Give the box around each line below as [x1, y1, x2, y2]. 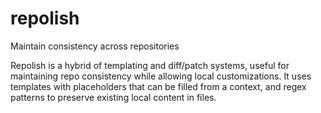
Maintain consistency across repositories [10, 40, 180, 52]
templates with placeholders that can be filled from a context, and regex [10, 80, 307, 92]
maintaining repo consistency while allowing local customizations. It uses [10, 70, 312, 82]
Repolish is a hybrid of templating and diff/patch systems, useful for [10, 59, 290, 71]
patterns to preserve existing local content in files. [10, 91, 217, 103]
